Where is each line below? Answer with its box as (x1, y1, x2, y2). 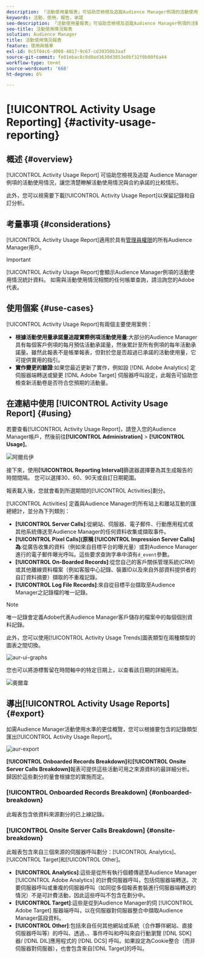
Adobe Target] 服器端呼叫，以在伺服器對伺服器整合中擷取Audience (15, 907, 183, 914)
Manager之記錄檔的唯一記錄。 (15, 588, 91, 596)
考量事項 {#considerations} (6, 219, 111, 229)
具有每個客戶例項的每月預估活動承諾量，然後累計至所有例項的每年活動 (15, 341, 191, 348)
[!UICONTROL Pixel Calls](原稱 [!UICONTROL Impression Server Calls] (15, 536, 195, 543)
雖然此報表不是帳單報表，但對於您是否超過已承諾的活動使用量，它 (31, 348, 196, 356)
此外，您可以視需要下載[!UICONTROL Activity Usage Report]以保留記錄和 (6, 192, 190, 199)
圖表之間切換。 (6, 641, 44, 649)
